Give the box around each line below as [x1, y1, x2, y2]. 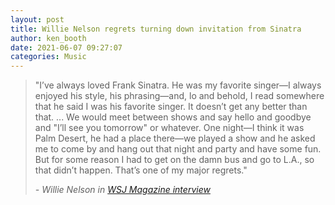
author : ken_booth [10, 33, 87, 43]
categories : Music [10, 52, 87, 62]
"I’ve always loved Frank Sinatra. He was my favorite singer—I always [34, 79, 322, 91]
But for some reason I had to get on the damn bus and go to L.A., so [34, 154, 315, 166]
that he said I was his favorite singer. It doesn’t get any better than [34, 101, 308, 113]
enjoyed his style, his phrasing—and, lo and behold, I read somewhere [34, 90, 325, 102]
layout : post [10, 14, 65, 25]
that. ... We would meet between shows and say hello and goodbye [34, 111, 312, 123]
